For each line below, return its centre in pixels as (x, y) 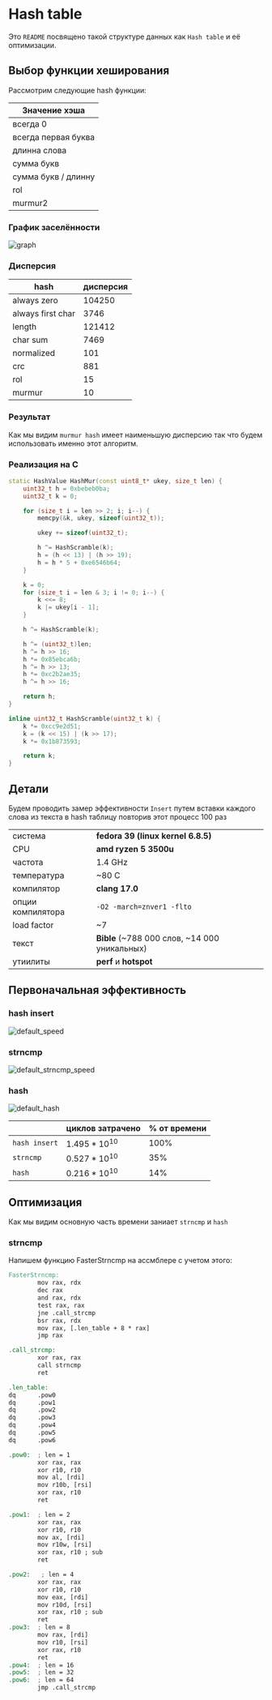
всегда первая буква (54, 137)
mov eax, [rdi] (63, 1597)
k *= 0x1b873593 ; (52, 741)
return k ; (40, 756)
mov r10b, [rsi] (65, 1485)
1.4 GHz (112, 862)
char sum (30, 340)
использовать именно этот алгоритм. (74, 443)
